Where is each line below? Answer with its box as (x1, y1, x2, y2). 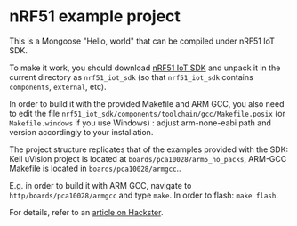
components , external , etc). (9, 81, 107, 92)
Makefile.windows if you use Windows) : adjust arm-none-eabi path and (9, 117, 271, 128)
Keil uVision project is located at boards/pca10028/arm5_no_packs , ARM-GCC (9, 153, 287, 164)
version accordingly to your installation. (9, 126, 154, 137)
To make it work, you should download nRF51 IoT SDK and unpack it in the (9, 62, 281, 73)
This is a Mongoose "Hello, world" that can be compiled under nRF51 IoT (9, 36, 276, 46)
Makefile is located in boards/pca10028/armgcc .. (9, 163, 181, 174)
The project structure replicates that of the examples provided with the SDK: (9, 144, 289, 155)
